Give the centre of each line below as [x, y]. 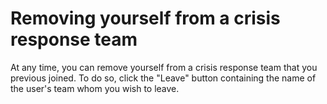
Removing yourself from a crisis [145, 18]
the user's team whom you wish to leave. [95, 88]
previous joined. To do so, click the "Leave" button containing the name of [163, 78]
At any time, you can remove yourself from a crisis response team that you [164, 67]
